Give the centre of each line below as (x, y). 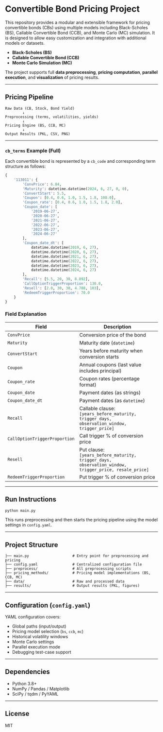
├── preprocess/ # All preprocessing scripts (68, 569)
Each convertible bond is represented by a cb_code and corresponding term (81, 161)
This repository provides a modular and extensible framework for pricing (78, 22)
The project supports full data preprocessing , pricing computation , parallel (81, 72)
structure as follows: (25, 167)
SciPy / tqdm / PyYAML (35, 694)
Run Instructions (31, 500)
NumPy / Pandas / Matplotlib (41, 689)
